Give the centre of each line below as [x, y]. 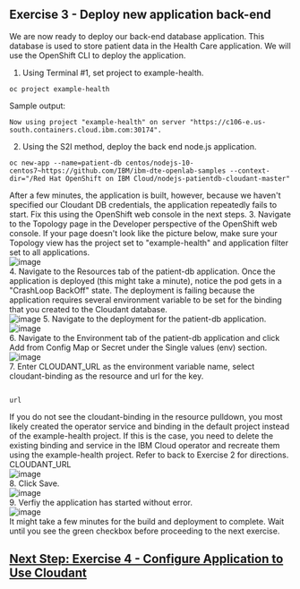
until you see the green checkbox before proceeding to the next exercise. [145, 531]
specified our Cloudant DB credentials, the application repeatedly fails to [143, 204]
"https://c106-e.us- [228, 122]
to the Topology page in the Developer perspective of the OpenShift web [143, 224]
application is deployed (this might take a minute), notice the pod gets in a [146, 280]
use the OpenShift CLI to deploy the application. [98, 55]
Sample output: [37, 106]
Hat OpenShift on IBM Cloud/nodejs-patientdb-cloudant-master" [170, 178]
